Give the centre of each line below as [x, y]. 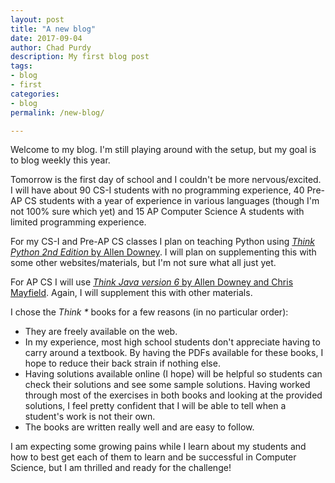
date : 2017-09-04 [46, 38]
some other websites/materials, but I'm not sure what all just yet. [143, 263]
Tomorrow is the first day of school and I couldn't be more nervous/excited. [166, 180]
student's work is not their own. [90, 417]
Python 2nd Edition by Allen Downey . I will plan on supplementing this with [163, 252]
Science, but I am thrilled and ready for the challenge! [121, 468]
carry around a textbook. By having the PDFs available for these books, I [174, 353]
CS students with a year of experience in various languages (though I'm [172, 201]
